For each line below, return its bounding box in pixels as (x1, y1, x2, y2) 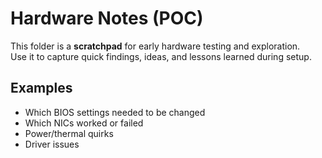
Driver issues (24, 138, 80, 150)
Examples (10, 80, 73, 97)
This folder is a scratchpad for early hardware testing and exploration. (10, 40, 301, 52)
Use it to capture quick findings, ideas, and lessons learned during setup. (10, 50, 312, 62)
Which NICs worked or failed (24, 117, 144, 129)
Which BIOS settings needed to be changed (24, 106, 206, 118)
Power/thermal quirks (24, 127, 114, 139)
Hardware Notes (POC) (10, 7, 204, 30)
